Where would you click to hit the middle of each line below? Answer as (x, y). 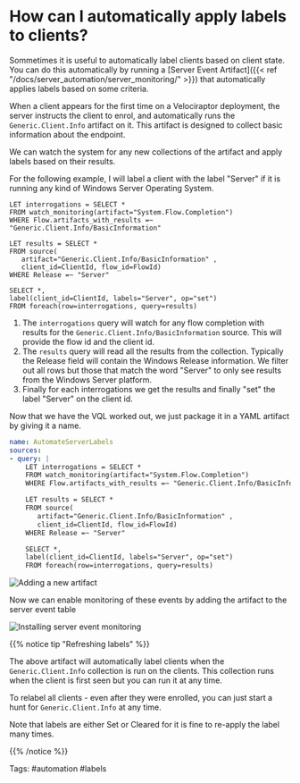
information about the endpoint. (67, 134)
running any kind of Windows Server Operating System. (112, 188)
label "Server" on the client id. (78, 399)
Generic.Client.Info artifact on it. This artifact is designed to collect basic (146, 125)
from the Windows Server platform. (87, 379)
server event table (43, 610)
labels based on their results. (62, 161)
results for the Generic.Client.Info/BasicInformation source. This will (152, 332)
